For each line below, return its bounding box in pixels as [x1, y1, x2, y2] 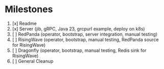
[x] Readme [12, 20, 37, 26]
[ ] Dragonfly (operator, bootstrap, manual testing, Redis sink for [12, 47, 147, 53]
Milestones [5, 4, 53, 15]
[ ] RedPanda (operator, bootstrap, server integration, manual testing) [12, 31, 158, 37]
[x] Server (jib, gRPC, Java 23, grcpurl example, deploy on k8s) [12, 25, 145, 31]
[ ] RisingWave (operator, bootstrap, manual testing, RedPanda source [12, 37, 159, 43]
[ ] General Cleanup [12, 58, 54, 64]
